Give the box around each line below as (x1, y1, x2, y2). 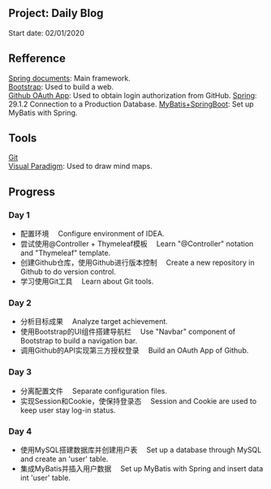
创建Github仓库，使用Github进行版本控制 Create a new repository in (19, 257, 255, 267)
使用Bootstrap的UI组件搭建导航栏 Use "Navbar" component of (19, 327, 236, 336)
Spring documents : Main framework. (8, 73, 131, 83)
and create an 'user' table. (19, 454, 109, 464)
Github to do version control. (19, 267, 116, 277)
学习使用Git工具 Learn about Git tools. (19, 276, 154, 287)
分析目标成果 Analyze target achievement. (19, 317, 168, 327)
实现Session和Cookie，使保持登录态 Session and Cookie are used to (19, 396, 257, 405)
